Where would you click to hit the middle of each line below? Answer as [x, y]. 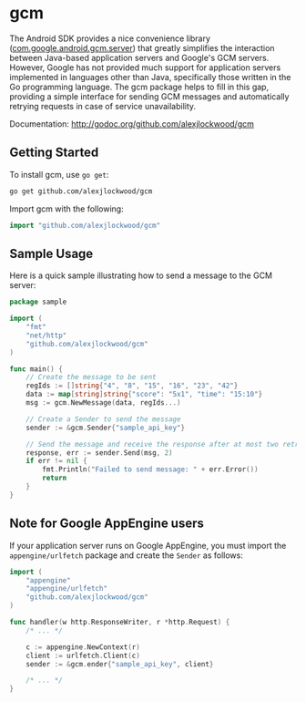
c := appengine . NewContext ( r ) [83, 647]
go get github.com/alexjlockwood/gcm [81, 191]
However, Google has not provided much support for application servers [145, 67]
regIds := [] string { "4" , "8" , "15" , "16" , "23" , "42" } [132, 386]
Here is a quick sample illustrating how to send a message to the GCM [141, 275]
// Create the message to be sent [91, 377]
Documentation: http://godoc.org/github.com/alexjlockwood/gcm [132, 124]
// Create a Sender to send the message [103, 419]
